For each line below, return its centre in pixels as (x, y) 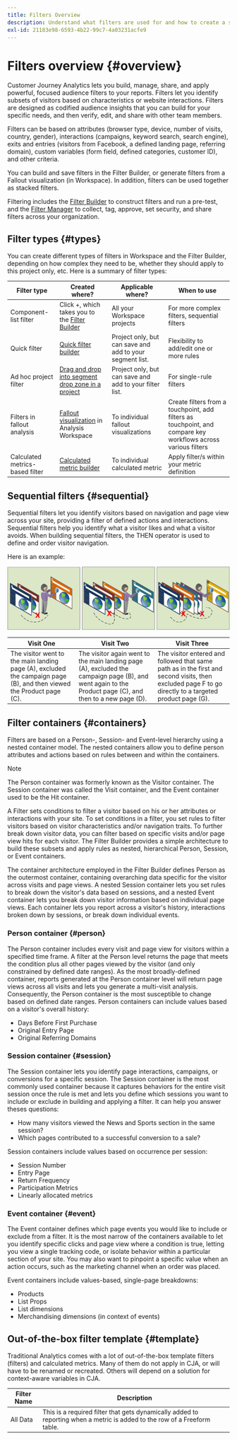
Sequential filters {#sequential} (78, 496)
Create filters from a (197, 402)
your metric (185, 464)
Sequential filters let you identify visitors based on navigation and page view (118, 513)
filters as (181, 417)
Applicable (137, 287)
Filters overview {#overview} (95, 65)
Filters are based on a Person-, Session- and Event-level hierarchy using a (115, 740)
